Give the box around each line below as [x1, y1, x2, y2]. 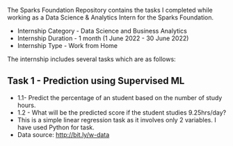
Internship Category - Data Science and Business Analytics [17, 27, 188, 35]
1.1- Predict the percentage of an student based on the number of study [17, 93, 223, 102]
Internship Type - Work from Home [17, 42, 118, 49]
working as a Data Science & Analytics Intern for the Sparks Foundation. [7, 13, 214, 22]
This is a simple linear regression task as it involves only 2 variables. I [17, 115, 217, 124]
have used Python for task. [17, 123, 95, 131]
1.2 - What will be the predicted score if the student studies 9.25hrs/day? [17, 108, 227, 117]
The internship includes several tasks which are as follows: [7, 55, 176, 63]
